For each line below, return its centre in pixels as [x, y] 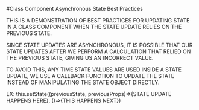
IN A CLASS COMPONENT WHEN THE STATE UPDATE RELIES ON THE [94, 27]
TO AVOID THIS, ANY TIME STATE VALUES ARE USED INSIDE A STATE [94, 70]
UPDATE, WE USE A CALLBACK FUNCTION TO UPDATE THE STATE [90, 76]
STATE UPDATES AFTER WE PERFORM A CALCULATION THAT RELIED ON [99, 51]
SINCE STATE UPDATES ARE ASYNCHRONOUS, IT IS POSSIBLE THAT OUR [99, 45]
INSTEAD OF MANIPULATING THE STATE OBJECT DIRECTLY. [83, 82]
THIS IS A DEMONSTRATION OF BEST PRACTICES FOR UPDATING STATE [98, 20]
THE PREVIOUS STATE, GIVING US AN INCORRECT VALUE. [80, 58]
